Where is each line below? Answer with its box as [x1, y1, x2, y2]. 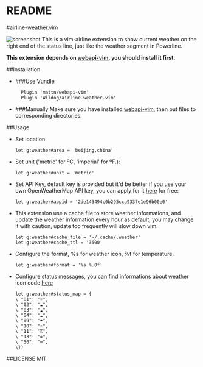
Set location [15, 135, 46, 143]
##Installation [6, 65, 41, 73]
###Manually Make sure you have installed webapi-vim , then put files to [15, 105, 196, 113]
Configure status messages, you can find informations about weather [15, 273, 189, 280]
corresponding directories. [15, 112, 82, 119]
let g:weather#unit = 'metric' [15, 169, 95, 176]
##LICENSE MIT [6, 355, 47, 362]
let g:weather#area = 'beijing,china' [15, 147, 114, 153]
